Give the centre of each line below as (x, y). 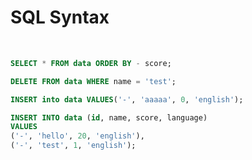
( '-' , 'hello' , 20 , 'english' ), (77, 136)
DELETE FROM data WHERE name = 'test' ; (93, 81)
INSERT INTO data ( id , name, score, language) (109, 117)
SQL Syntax (60, 17)
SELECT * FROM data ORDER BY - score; (91, 63)
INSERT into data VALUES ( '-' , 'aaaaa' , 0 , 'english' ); (127, 99)
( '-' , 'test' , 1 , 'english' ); (73, 146)
